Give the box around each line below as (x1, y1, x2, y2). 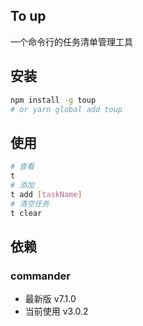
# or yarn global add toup (10, 104, 123, 114)
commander (10, 269, 71, 283)
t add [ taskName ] (10, 189, 83, 199)
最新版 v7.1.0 (24, 293, 77, 305)
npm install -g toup (10, 95, 97, 105)
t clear (10, 208, 43, 218)
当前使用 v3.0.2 (24, 305, 89, 318)
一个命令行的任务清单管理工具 (10, 35, 133, 48)
